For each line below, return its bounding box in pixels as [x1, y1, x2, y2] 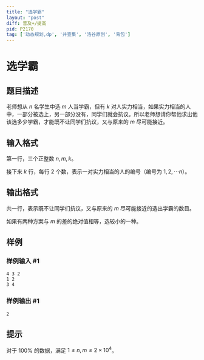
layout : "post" [6, 15, 45, 21]
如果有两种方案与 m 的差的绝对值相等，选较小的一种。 [6, 217, 142, 225]
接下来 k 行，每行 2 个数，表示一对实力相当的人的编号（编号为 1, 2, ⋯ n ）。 [6, 168, 191, 175]
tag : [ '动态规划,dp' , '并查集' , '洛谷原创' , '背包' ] [6, 32, 131, 38]
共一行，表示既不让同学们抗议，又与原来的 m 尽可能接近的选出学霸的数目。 [6, 204, 195, 212]
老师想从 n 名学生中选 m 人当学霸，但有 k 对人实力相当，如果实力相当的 [6, 103, 186, 110]
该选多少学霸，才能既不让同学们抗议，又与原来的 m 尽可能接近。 [6, 118, 169, 125]
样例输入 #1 [6, 257, 39, 265]
